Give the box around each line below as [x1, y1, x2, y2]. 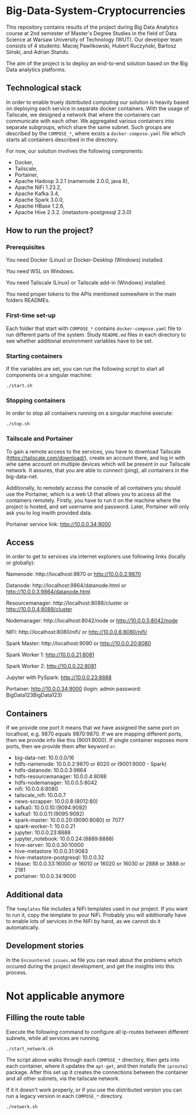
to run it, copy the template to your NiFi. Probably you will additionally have [6, 911, 187, 919]
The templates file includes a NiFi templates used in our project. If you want [6, 905, 188, 913]
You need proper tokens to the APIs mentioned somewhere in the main [6, 290, 177, 297]
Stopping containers [6, 396, 66, 404]
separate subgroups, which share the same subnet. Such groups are [6, 123, 171, 130]
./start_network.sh [6, 1046, 54, 1052]
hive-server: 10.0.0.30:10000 [14, 842, 84, 849]
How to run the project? [6, 226, 94, 236]
